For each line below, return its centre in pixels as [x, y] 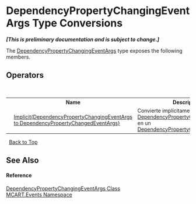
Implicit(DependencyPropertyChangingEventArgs [73, 117]
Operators [25, 75]
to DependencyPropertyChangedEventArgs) [67, 123]
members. [18, 57]
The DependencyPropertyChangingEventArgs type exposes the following [94, 50]
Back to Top [23, 142]
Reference [19, 175]
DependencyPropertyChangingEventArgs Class [63, 188]
